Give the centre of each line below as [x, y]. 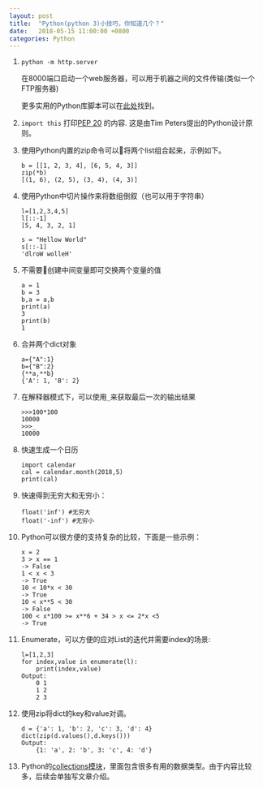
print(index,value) [69, 669]
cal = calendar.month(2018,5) [72, 472]
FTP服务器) [40, 88]
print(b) [36, 321]
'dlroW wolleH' [47, 254]
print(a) [36, 307]
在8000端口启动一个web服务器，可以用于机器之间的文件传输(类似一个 [138, 79]
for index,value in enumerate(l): [79, 662]
